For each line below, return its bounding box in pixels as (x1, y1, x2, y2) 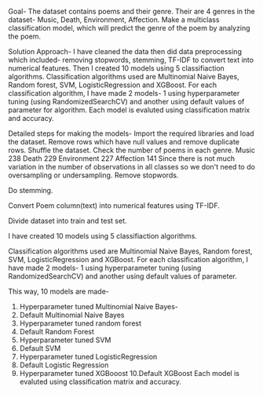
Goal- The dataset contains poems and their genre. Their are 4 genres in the (8, 7, 255, 16)
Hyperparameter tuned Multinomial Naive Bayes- (19, 302, 179, 311)
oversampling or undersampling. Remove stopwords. (8, 170, 179, 180)
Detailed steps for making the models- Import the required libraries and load (8, 129, 254, 138)
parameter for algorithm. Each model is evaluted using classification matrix (8, 105, 250, 115)
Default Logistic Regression (19, 360, 109, 370)
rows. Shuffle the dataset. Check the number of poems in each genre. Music (8, 145, 255, 155)
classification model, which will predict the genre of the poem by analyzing (8, 24, 250, 32)
